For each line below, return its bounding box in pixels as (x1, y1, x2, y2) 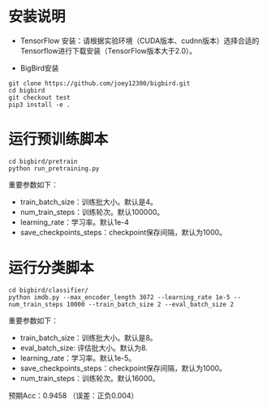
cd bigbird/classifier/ (8, 286, 89, 294)
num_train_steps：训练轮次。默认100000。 (19, 207, 165, 217)
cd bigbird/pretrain (8, 157, 79, 165)
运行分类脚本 (8, 259, 95, 277)
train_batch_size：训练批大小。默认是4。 (19, 196, 158, 207)
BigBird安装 (19, 62, 59, 73)
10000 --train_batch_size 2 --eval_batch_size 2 (66, 300, 234, 308)
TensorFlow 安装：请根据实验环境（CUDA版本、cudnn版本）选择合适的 (19, 36, 260, 45)
